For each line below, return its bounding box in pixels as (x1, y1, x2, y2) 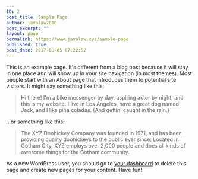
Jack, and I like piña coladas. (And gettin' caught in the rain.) (20, 106, 169, 113)
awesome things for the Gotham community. (20, 148, 130, 155)
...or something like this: (6, 118, 65, 125)
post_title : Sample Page (6, 14, 68, 20)
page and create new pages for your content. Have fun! (6, 166, 143, 173)
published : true (6, 42, 46, 48)
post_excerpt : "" (6, 25, 49, 31)
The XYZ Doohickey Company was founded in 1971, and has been (20, 129, 183, 136)
